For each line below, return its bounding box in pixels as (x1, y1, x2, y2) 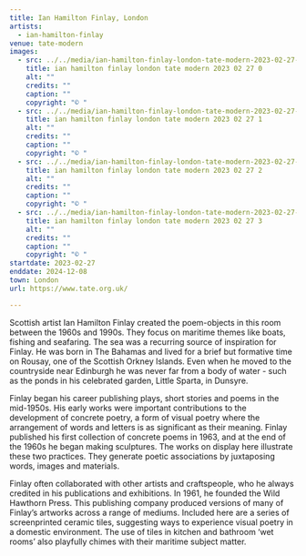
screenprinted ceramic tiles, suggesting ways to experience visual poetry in (9, 516, 294, 528)
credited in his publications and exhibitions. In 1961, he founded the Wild (9, 488, 280, 499)
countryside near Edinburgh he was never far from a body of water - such (9, 365, 287, 376)
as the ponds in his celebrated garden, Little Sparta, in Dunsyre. (9, 375, 249, 386)
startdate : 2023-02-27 (9, 258, 96, 268)
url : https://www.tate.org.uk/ (9, 284, 128, 293)
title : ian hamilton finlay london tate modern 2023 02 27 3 (25, 216, 262, 226)
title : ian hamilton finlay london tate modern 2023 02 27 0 (25, 65, 262, 74)
